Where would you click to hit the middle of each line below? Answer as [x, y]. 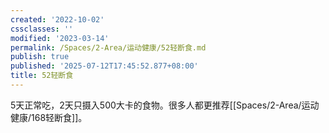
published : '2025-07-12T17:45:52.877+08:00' [104, 66]
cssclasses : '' [42, 29]
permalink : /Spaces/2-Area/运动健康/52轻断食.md [108, 47]
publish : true [40, 57]
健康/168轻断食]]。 [49, 117]
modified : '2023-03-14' [60, 38]
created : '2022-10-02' [57, 19]
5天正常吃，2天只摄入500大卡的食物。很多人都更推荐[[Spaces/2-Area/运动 [165, 105]
